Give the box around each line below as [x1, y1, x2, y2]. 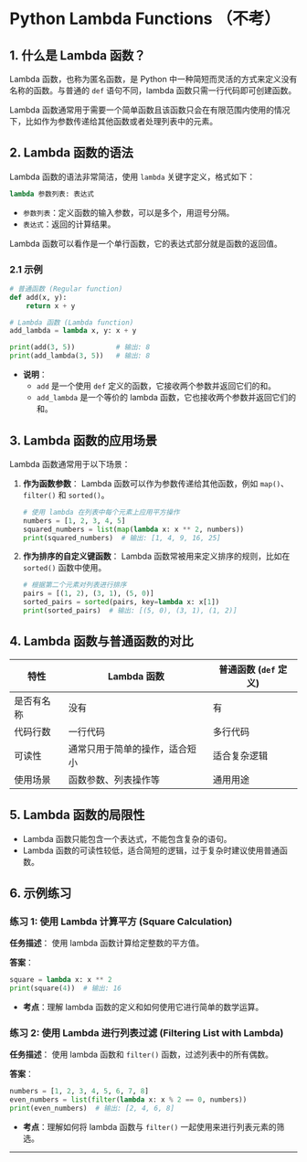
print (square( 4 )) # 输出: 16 [9, 984, 122, 993]
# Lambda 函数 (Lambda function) [9, 317, 134, 327]
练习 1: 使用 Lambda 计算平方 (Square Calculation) [9, 915, 233, 928]
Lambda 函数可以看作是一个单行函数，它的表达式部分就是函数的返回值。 [9, 238, 282, 249]
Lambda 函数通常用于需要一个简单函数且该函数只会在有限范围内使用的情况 [9, 104, 291, 115]
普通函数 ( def [218, 663, 276, 676]
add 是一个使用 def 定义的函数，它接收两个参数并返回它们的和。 [36, 380, 277, 391]
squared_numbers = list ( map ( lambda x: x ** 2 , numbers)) [22, 525, 245, 534]
